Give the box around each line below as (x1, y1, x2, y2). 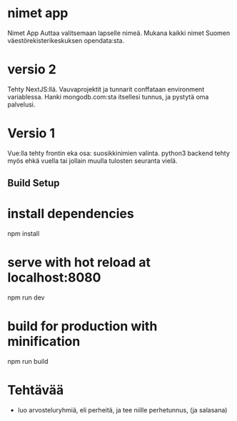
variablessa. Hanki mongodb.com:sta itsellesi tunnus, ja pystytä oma (7, 92, 209, 101)
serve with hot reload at (7, 254, 151, 271)
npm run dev (7, 293, 45, 302)
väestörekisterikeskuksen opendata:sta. (7, 36, 125, 44)
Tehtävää (7, 382, 64, 398)
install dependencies (7, 206, 134, 222)
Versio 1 (7, 125, 56, 142)
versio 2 (7, 61, 57, 78)
